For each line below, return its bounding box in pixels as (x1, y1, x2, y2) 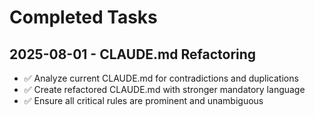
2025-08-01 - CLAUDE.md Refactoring (9, 46, 257, 63)
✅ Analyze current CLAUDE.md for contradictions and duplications (23, 72, 299, 84)
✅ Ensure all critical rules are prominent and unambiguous (23, 95, 264, 106)
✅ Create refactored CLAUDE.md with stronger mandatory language (23, 84, 306, 95)
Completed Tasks (9, 6, 158, 29)
